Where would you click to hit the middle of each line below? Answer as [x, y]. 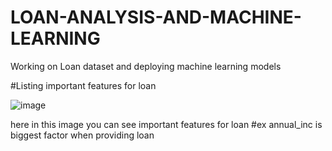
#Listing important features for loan [83, 85]
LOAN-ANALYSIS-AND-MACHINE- [156, 17]
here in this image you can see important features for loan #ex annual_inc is [166, 124]
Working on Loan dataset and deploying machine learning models [146, 66]
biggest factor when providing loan [82, 135]
